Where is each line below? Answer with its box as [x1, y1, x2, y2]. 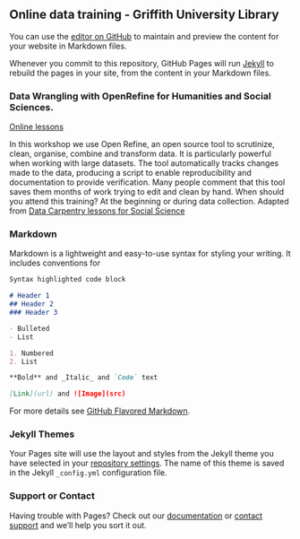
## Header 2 [9, 300, 54, 309]
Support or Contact [9, 490, 96, 502]
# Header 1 [9, 291, 50, 300]
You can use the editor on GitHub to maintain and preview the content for [9, 30, 279, 41]
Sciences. [9, 100, 54, 113]
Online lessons [9, 121, 64, 133]
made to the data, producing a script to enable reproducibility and [9, 168, 253, 178]
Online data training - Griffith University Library [9, 7, 279, 22]
